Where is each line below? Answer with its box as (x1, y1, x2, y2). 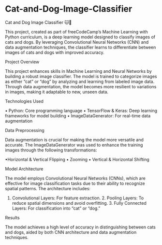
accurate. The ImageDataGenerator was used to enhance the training (5, 142, 143, 147)
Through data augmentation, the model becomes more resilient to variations (5, 83, 157, 89)
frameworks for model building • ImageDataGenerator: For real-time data (5, 113, 151, 118)
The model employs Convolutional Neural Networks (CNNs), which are (5, 175, 146, 181)
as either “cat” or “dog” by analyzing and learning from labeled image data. (5, 79, 155, 84)
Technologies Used (5, 98, 44, 104)
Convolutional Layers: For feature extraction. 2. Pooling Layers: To (12, 195, 144, 201)
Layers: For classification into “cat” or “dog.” (12, 205, 101, 211)
